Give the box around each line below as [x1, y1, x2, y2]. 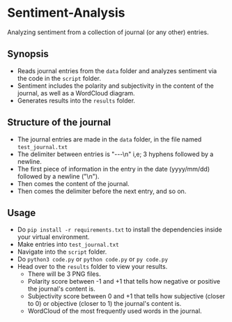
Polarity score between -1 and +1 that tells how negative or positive [27, 277, 221, 286]
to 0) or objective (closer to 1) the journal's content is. [27, 300, 182, 308]
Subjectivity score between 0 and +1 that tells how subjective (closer [27, 292, 226, 300]
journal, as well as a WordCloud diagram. [17, 89, 135, 97]
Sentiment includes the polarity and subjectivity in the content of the [17, 82, 214, 90]
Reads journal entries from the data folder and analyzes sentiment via [17, 66, 217, 75]
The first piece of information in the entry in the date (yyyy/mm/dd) [17, 164, 210, 173]
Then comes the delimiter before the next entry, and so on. [17, 187, 187, 195]
